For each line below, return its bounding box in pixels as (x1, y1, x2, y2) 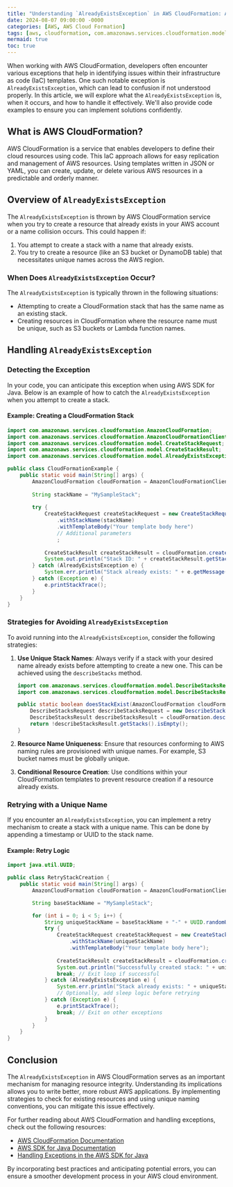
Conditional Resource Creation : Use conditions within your (17, 767, 188, 776)
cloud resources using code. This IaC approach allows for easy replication (7, 151, 220, 160)
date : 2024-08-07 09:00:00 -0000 (7, 17, 104, 24)
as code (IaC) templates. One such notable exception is (7, 76, 166, 84)
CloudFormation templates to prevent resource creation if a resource (17, 775, 214, 783)
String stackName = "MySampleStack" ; (32, 491, 141, 498)
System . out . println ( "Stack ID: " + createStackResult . (44, 556, 207, 563)
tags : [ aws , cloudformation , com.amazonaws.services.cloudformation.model (7, 29, 228, 37)
